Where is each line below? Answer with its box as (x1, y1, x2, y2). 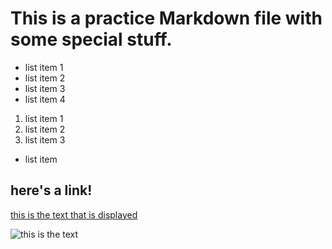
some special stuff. (10, 28, 173, 51)
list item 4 (24, 93, 66, 105)
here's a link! (10, 182, 93, 199)
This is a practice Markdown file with (10, 7, 323, 30)
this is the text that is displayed (10, 208, 138, 221)
